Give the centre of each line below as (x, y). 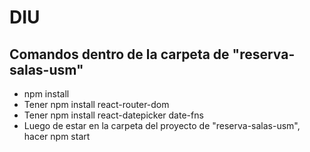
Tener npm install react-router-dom (96, 104)
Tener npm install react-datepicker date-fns (113, 115)
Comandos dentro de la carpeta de (119, 54)
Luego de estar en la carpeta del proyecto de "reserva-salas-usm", (162, 125)
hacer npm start (57, 136)
